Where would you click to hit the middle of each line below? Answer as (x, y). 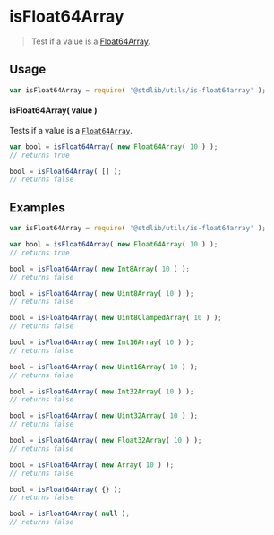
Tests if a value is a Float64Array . (71, 130)
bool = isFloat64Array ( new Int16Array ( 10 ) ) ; (102, 342)
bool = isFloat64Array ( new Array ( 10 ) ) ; (92, 465)
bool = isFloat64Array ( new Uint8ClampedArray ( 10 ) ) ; (116, 318)
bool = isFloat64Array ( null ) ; (69, 514)
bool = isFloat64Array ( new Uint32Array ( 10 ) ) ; (104, 416)
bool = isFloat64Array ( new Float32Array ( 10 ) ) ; (106, 441)
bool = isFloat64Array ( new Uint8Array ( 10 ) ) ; (102, 293)
